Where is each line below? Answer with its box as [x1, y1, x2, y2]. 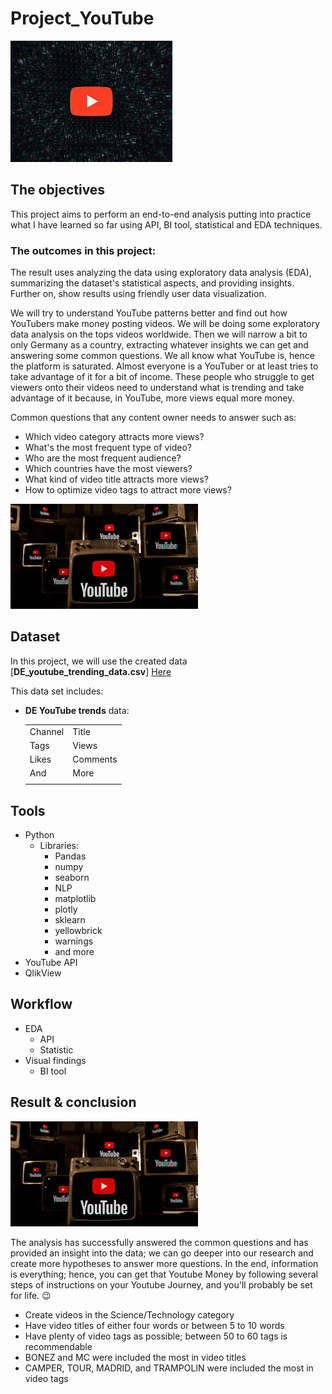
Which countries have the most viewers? [24, 463, 193, 475]
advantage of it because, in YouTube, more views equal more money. [10, 392, 295, 404]
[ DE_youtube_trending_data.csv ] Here [10, 665, 172, 677]
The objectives [10, 182, 106, 199]
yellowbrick [54, 924, 103, 936]
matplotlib [54, 892, 97, 904]
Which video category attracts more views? [24, 431, 205, 443]
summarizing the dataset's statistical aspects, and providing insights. [10, 277, 295, 289]
